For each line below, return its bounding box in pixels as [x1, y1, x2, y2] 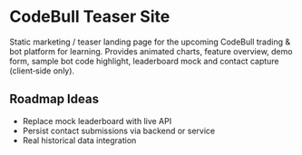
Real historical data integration [22, 134, 137, 146]
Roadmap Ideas [9, 92, 100, 107]
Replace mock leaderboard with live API [22, 115, 172, 126]
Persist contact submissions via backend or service [22, 125, 216, 136]
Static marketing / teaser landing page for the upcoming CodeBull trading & [9, 36, 291, 47]
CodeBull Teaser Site [9, 6, 170, 27]
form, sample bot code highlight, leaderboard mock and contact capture [9, 55, 279, 66]
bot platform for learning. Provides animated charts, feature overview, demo [9, 45, 293, 56]
